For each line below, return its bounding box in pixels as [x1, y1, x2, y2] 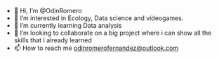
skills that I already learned [13, 36, 93, 44]
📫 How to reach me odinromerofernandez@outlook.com [13, 44, 179, 52]
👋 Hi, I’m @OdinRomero [13, 7, 82, 15]
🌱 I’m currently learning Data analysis [13, 22, 122, 29]
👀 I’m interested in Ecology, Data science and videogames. [13, 14, 184, 22]
